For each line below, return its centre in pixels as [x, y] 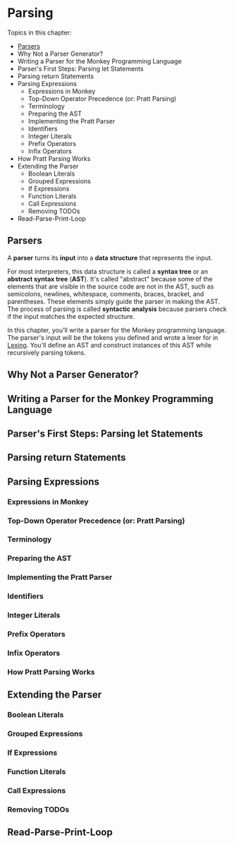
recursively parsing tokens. [47, 352]
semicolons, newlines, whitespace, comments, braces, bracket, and [106, 293]
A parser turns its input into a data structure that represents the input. [110, 257]
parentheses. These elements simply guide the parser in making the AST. [114, 301]
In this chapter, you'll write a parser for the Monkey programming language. [117, 330]
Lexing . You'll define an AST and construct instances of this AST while [109, 345]
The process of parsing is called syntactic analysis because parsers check [117, 309]
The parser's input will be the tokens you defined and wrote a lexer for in [113, 337]
